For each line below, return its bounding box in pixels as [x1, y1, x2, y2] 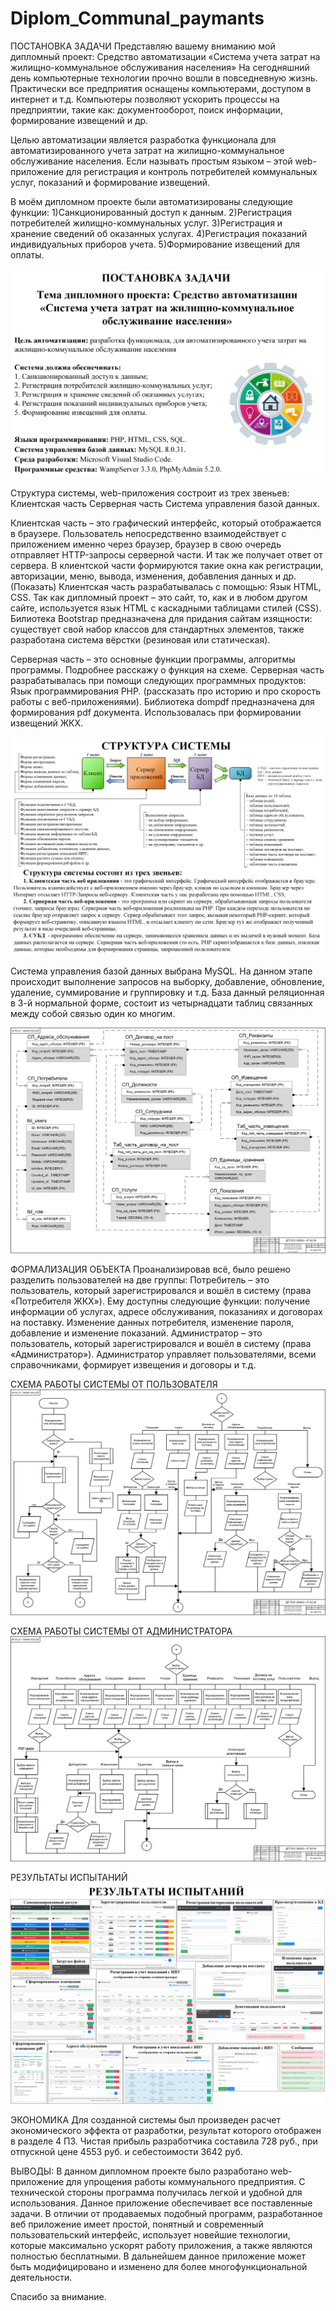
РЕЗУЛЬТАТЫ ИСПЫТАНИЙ [10, 1872, 128, 1884]
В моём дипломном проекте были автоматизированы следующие [10, 195, 293, 207]
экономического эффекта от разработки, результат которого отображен [10, 2124, 322, 2136]
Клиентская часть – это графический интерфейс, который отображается [10, 517, 322, 529]
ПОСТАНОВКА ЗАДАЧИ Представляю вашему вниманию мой [10, 40, 276, 52]
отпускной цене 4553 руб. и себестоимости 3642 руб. [10, 2145, 243, 2157]
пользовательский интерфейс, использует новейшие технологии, [10, 2228, 291, 2241]
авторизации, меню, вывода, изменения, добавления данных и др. [10, 570, 297, 582]
